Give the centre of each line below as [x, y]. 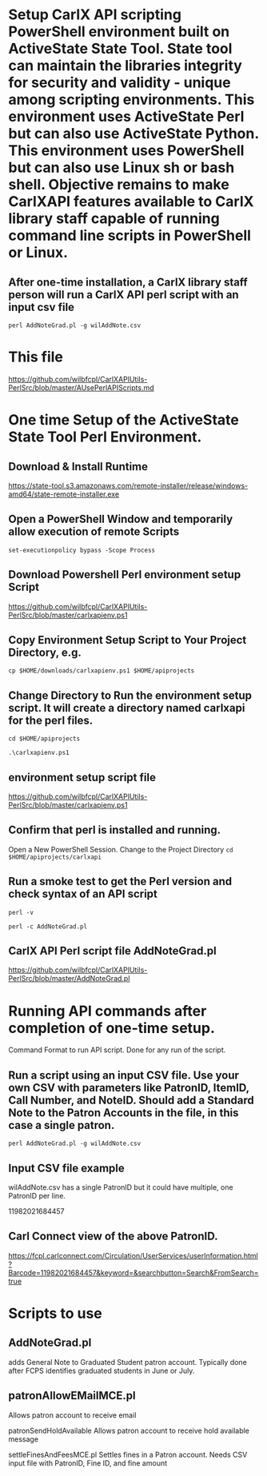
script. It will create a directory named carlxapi [127, 708]
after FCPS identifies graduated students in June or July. [102, 1370]
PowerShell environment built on [119, 32]
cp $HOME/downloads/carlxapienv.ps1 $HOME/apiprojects [102, 671]
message [23, 1439]
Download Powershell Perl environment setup [125, 574]
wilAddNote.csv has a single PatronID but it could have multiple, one [121, 1187]
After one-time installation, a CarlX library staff [128, 282]
